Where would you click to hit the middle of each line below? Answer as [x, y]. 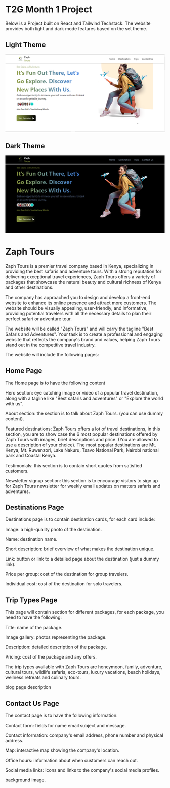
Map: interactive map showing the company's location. [62, 750]
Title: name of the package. [34, 628]
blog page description [28, 687]
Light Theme [26, 45]
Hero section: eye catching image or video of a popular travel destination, [82, 392]
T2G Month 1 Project [49, 9]
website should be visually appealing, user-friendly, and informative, [76, 308]
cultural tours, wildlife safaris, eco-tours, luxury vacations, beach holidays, [83, 672]
